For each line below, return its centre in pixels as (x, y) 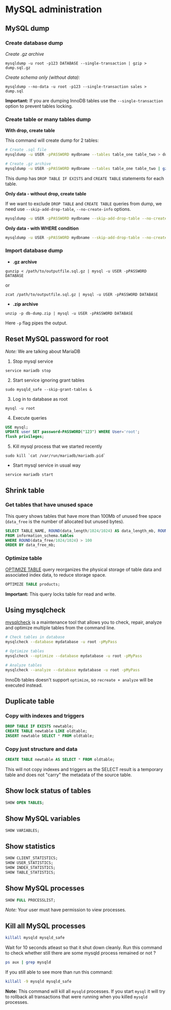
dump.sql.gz (18, 68)
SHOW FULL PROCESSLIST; (31, 900)
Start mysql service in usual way (47, 465)
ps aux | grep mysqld (28, 962)
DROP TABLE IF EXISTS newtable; (39, 727)
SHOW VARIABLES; (22, 830)
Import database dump (34, 251)
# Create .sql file (26, 150)
